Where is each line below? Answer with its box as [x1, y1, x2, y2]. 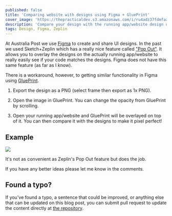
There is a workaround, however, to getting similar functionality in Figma [5, 72, 158, 78]
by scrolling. [12, 103, 39, 109]
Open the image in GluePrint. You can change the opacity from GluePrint [12, 98, 166, 104]
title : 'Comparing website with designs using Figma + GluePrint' [5, 12, 150, 17]
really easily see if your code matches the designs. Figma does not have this [5, 57, 166, 63]
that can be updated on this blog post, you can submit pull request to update [5, 200, 167, 206]
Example [5, 133, 34, 141]
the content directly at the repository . [5, 205, 83, 211]
